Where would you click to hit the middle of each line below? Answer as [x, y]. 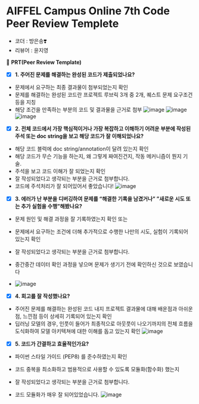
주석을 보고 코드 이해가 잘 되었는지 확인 [60, 171]
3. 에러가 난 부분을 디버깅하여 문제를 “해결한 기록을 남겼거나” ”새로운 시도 [99, 199]
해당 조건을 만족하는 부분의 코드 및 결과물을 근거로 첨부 [78, 110]
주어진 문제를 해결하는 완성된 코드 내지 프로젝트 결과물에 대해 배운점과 [96, 309]
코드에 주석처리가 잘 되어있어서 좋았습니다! [64, 186]
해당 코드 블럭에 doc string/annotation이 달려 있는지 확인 [82, 149]
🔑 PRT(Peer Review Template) [44, 62]
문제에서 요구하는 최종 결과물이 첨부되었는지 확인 [71, 87]
